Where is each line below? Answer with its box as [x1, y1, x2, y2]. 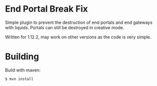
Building [5, 51, 39, 62]
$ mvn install [5, 76, 34, 81]
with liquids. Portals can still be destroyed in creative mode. [5, 24, 124, 30]
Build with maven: [5, 67, 41, 73]
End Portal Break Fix [5, 3, 88, 15]
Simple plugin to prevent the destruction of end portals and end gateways [5, 19, 153, 25]
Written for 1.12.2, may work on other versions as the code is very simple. [5, 34, 152, 40]
